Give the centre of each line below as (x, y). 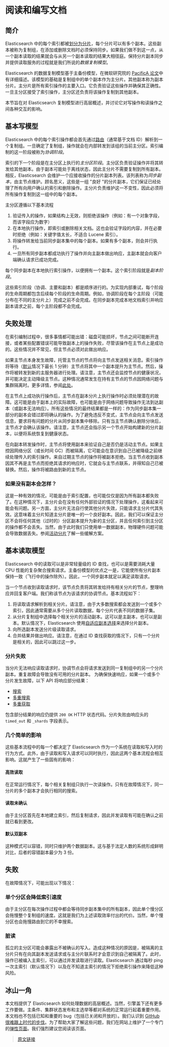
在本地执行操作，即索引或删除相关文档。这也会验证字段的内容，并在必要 (87, 228)
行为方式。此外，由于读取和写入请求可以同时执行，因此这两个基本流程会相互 (84, 754)
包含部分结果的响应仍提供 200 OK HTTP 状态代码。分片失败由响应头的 (77, 715)
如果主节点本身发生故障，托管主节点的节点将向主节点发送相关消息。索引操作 (84, 360)
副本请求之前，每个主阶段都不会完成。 (45, 306)
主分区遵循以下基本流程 (29, 205)
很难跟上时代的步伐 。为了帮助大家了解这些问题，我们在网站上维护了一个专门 (84, 1022)
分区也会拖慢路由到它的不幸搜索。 (40, 922)
